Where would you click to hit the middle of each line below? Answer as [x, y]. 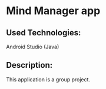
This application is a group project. [48, 79]
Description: [29, 65]
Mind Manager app [53, 11]
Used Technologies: [44, 33]
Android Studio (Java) [33, 47]
